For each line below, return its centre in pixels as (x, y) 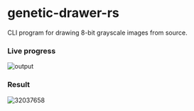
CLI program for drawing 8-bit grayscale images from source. (98, 33)
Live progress (32, 51)
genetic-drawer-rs (63, 13)
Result (19, 85)
